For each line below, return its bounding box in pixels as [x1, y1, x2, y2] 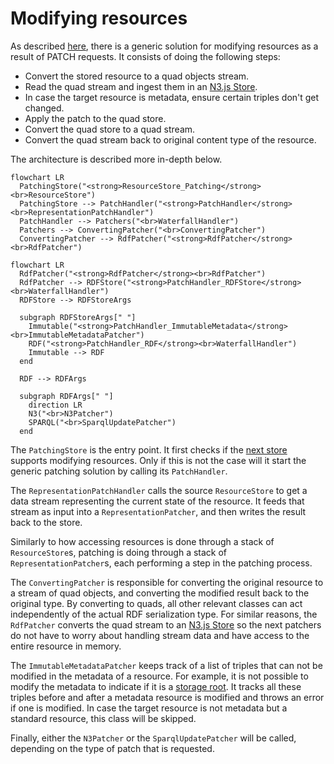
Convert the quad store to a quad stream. [24, 123, 196, 135]
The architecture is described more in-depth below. [10, 153, 223, 165]
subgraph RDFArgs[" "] [19, 391, 114, 401]
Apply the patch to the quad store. [24, 112, 167, 124]
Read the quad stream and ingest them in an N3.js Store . [24, 80, 258, 92]
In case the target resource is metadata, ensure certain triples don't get [24, 91, 320, 103]
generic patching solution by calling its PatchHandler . [10, 465, 228, 477]
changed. [24, 102, 65, 114]
